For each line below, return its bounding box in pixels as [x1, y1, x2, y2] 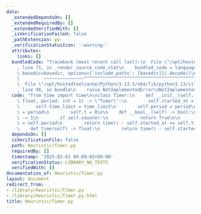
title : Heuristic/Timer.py [6, 198, 74, 204]
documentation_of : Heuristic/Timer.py [6, 170, 103, 177]
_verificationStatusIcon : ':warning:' [11, 43, 109, 49]
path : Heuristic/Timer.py [11, 142, 77, 149]
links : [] [17, 53, 42, 59]
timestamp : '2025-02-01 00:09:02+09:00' [11, 153, 114, 159]
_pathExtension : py [11, 37, 60, 43]
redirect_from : [6, 182, 44, 188]
